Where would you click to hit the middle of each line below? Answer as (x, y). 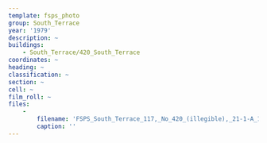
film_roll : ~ (30, 97)
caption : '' (57, 126)
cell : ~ (21, 89)
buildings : (26, 45)
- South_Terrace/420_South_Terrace (81, 52)
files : (19, 104)
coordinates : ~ (33, 60)
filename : (53, 119)
